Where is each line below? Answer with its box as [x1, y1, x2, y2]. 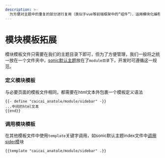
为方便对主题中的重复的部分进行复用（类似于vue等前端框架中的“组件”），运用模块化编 [9, 12, 158, 17]
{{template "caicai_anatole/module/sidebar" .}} [5, 149, 107, 154]
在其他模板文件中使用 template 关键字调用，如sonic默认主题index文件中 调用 [5, 133, 157, 138]
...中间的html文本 [5, 104, 39, 109]
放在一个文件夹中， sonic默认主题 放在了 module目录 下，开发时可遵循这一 [9, 57, 153, 64]
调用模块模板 [5, 120, 36, 127]
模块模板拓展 [5, 34, 57, 45]
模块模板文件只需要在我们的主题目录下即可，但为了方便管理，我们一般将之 [5, 51, 156, 57]
